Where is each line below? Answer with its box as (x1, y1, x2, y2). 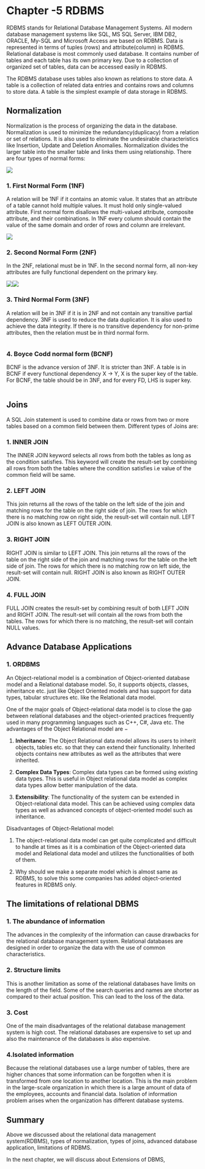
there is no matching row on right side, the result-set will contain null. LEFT (6, 513, 195, 521)
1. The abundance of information (6, 917, 105, 926)
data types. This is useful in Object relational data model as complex (15, 775, 188, 782)
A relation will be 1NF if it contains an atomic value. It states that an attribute (6, 196, 198, 203)
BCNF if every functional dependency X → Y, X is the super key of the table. (6, 370, 198, 377)
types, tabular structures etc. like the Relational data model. (6, 693, 157, 701)
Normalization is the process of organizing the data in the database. (6, 122, 177, 129)
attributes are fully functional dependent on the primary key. (6, 268, 158, 276)
